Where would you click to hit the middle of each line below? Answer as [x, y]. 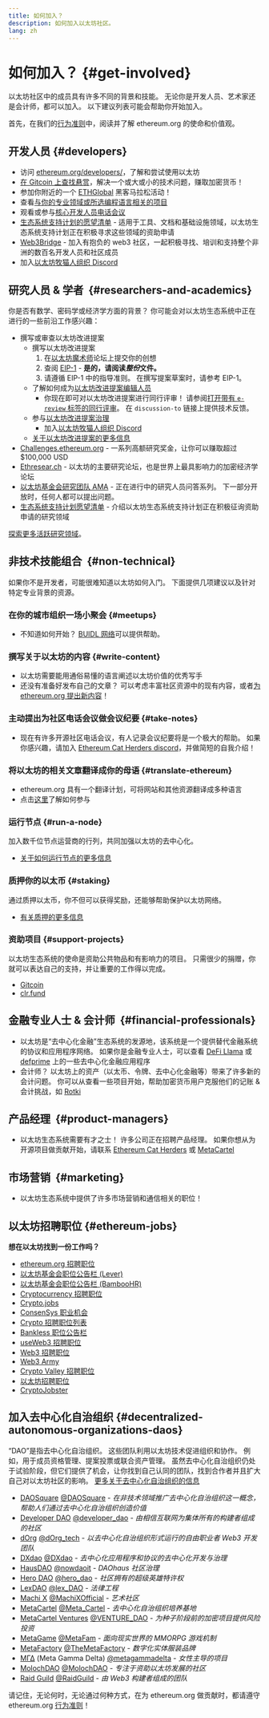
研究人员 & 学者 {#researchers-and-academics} [130, 290]
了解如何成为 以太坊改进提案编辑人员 [92, 388]
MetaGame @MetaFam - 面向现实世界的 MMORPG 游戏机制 [118, 1638]
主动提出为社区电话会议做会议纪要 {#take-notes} [103, 718]
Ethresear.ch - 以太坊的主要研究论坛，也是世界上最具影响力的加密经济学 [139, 467]
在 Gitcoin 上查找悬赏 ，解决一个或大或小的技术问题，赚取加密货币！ [132, 182]
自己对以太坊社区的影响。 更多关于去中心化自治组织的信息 [104, 1481]
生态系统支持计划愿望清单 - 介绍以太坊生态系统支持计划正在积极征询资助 [139, 507]
